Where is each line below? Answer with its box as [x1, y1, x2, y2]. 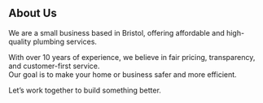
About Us [8, 6, 57, 20]
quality [8, 36, 32, 46]
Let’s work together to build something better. [8, 85, 161, 95]
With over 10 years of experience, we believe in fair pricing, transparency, [8, 52, 256, 62]
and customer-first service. [8, 61, 100, 71]
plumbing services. [33, 36, 98, 46]
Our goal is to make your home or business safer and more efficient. [8, 69, 238, 79]
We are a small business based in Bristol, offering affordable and [8, 28, 226, 37]
